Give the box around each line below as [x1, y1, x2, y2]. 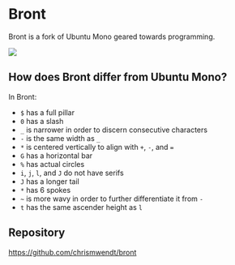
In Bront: [8, 92, 37, 101]
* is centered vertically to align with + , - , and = [19, 142, 174, 152]
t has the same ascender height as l [19, 202, 143, 212]
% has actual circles [19, 159, 85, 169]
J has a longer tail [19, 176, 79, 186]
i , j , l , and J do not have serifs [19, 168, 124, 177]
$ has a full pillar [19, 107, 75, 118]
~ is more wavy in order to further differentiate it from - [19, 194, 204, 203]
